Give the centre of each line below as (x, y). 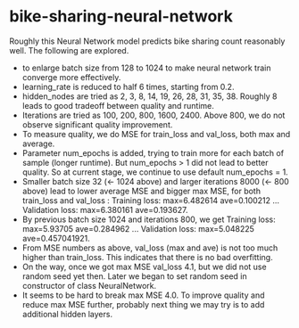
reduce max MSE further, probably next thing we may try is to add (143, 304)
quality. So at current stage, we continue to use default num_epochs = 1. (155, 172)
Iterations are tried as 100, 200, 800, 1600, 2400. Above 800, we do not (154, 115)
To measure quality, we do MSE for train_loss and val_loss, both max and (156, 134)
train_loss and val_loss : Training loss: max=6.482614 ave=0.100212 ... (150, 200)
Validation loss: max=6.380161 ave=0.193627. (105, 209)
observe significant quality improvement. (97, 124)
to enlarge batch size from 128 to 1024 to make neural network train (146, 68)
